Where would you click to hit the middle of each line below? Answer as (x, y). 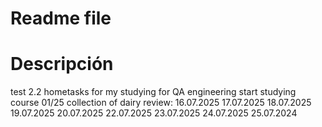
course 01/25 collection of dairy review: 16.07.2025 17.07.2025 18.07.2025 (161, 103)
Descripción (62, 64)
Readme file (61, 18)
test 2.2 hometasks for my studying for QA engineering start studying (153, 92)
